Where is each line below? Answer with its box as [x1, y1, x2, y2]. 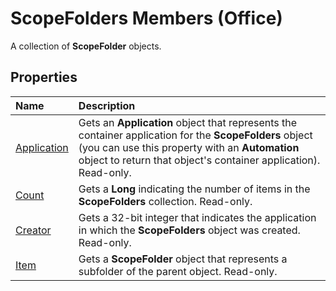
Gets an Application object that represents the [78, 115, 298, 129]
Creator [15, 223, 52, 237]
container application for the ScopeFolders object [78, 128, 313, 142]
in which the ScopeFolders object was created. [78, 223, 301, 237]
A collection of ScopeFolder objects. [10, 40, 162, 52]
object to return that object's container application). [78, 153, 321, 167]
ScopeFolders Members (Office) [10, 7, 283, 30]
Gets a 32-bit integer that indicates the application [78, 210, 317, 224]
